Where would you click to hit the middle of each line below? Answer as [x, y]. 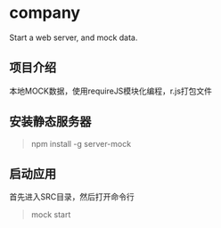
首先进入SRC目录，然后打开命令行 [72, 197]
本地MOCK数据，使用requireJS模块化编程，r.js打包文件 [110, 91]
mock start [51, 215]
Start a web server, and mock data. [74, 37]
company [45, 13]
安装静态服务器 [50, 122]
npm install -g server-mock [81, 143]
